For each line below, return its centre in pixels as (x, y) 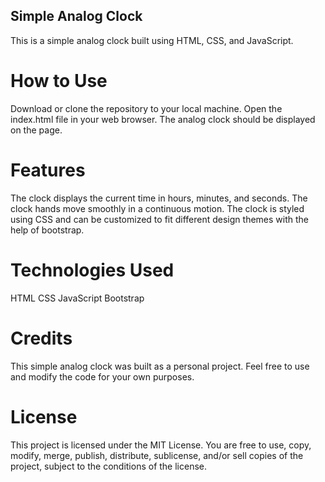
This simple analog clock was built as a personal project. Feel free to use (160, 366)
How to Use (59, 81)
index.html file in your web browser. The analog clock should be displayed (163, 119)
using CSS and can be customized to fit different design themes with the (159, 219)
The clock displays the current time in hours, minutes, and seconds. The (159, 198)
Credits (41, 338)
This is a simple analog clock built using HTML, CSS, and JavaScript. (152, 40)
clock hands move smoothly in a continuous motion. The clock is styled (157, 208)
